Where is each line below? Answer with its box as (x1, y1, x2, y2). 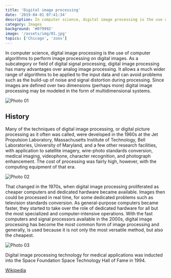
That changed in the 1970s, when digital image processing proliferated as (5, 183, 159, 189)
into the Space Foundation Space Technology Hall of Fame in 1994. (5, 257, 146, 263)
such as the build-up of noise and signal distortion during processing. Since (5, 77, 164, 83)
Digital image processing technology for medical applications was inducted (5, 252, 163, 258)
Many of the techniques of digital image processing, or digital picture (5, 126, 150, 132)
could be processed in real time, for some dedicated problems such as (5, 194, 154, 200)
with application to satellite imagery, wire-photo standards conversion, (5, 147, 153, 153)
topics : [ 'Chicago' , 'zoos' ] (5, 36, 67, 41)
